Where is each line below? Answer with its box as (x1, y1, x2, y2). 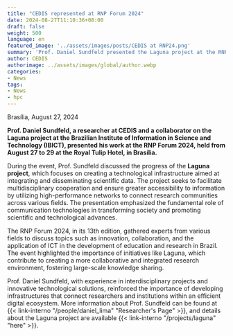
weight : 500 (7, 29, 42, 37)
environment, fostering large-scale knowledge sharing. (7, 264, 164, 272)
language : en (7, 36, 45, 43)
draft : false (7, 23, 45, 30)
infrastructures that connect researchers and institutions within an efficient (7, 292, 221, 300)
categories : (7, 68, 42, 75)
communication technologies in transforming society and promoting (7, 206, 201, 214)
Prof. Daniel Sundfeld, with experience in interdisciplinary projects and (7, 277, 208, 285)
